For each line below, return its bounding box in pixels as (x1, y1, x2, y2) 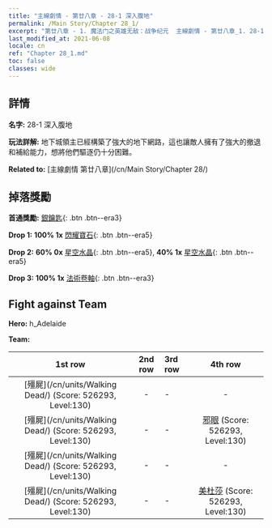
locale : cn (8, 42, 45, 50)
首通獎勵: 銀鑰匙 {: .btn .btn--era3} (8, 213, 123, 223)
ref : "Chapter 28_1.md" (8, 49, 89, 57)
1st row (55, 359, 86, 370)
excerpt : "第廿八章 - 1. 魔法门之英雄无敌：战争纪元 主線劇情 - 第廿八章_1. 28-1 (8, 27, 265, 35)
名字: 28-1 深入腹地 (8, 119, 73, 130)
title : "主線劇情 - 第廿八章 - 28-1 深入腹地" (8, 11, 154, 20)
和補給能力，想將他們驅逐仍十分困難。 (8, 147, 136, 156)
